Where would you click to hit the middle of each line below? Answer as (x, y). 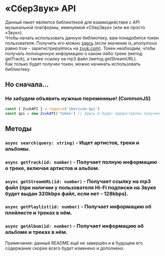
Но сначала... (27, 85)
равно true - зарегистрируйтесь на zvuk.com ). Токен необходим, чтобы (80, 48)
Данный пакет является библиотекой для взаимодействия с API (72, 22)
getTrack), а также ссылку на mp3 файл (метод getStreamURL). (71, 58)
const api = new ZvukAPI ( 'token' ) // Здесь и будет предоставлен (73, 114)
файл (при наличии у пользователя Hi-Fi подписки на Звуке (81, 187)
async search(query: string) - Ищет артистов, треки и (72, 142)
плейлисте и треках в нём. (39, 213)
